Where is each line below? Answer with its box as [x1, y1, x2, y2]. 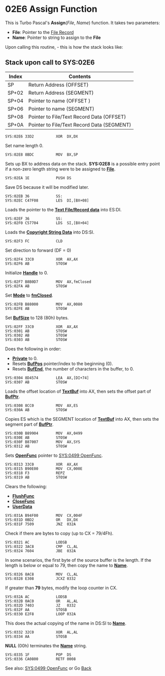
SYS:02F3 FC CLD [5, 238, 63, 243]
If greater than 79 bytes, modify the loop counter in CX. [5, 585, 118, 591]
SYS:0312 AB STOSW [5, 443, 67, 449]
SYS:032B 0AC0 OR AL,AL [5, 599, 78, 604]
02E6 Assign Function [5, 3, 98, 15]
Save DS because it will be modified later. [5, 184, 90, 190]
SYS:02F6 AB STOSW [5, 261, 67, 266]
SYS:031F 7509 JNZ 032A [5, 521, 76, 527]
